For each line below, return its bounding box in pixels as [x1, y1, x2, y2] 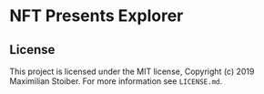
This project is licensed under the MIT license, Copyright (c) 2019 [9, 66, 255, 77]
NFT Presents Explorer [9, 5, 184, 26]
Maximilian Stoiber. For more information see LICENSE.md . [9, 76, 223, 87]
